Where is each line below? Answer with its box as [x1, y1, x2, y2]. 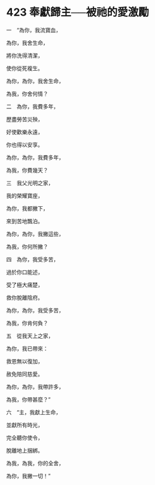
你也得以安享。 [6, 141, 43, 148]
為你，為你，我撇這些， [6, 230, 64, 237]
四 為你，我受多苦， [6, 255, 59, 263]
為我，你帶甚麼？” [6, 396, 51, 403]
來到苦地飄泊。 [6, 217, 43, 225]
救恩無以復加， [6, 357, 43, 364]
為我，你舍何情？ [6, 90, 48, 97]
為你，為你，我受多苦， [6, 306, 64, 314]
